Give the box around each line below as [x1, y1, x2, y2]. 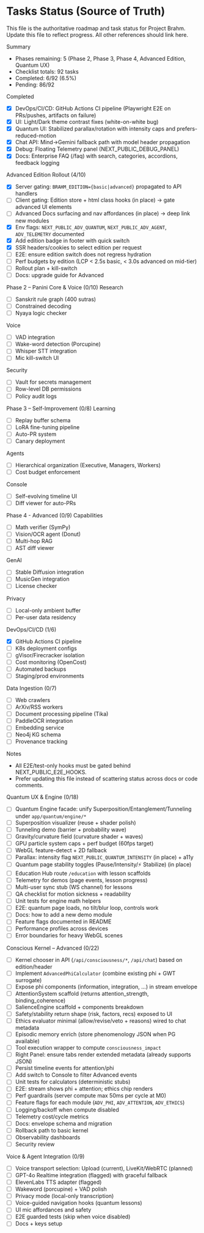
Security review [15, 1140, 55, 1148]
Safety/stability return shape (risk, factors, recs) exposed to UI [15, 1010, 173, 1017]
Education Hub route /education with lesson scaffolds [15, 869, 151, 877]
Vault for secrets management [15, 378, 92, 386]
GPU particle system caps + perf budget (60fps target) [15, 839, 154, 847]
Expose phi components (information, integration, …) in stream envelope [15, 983, 197, 990]
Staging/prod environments [15, 672, 84, 679]
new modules [15, 216, 49, 224]
